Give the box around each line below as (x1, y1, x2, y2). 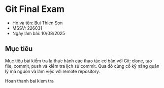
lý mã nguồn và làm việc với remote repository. (5, 68, 100, 74)
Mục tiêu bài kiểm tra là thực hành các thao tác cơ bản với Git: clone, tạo (5, 58, 152, 64)
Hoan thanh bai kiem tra (5, 78, 54, 84)
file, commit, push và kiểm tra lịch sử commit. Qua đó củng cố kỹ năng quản (5, 63, 160, 69)
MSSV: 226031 (12, 25, 43, 31)
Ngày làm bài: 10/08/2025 (12, 30, 66, 36)
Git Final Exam (5, 3, 65, 15)
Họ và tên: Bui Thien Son (12, 20, 63, 26)
